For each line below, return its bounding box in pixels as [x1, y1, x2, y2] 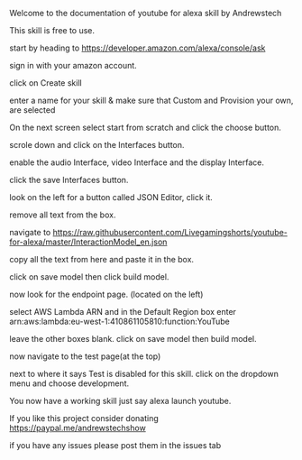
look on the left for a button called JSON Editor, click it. [9, 192, 214, 202]
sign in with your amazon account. [9, 60, 137, 70]
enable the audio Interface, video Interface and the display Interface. [9, 157, 264, 168]
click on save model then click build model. [9, 271, 169, 282]
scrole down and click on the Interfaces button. [9, 140, 185, 150]
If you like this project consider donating [9, 413, 160, 423]
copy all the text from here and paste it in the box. [9, 254, 195, 264]
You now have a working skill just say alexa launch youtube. [9, 396, 232, 406]
